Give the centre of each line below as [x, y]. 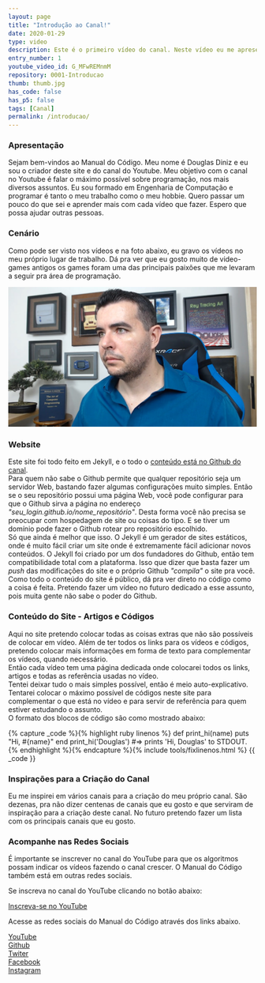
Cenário [24, 233]
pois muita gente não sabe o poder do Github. [83, 596]
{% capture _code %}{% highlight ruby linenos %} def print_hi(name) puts [129, 733]
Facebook [24, 962]
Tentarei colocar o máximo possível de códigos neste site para [110, 692]
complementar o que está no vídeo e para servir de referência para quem [127, 701]
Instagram [24, 970]
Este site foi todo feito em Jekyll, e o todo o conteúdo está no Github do [125, 461]
